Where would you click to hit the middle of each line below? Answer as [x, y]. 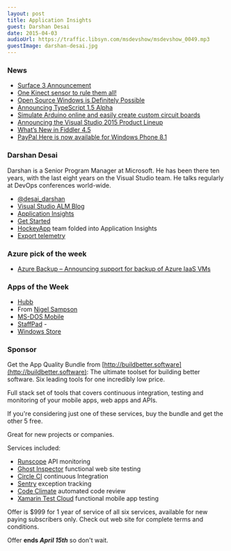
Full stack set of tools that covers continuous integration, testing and [105, 393]
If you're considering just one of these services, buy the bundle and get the [115, 414]
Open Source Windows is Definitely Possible [81, 100]
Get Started [34, 221]
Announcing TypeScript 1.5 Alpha [65, 108]
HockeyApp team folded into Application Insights [87, 228]
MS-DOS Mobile [41, 317]
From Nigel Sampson [47, 310]
